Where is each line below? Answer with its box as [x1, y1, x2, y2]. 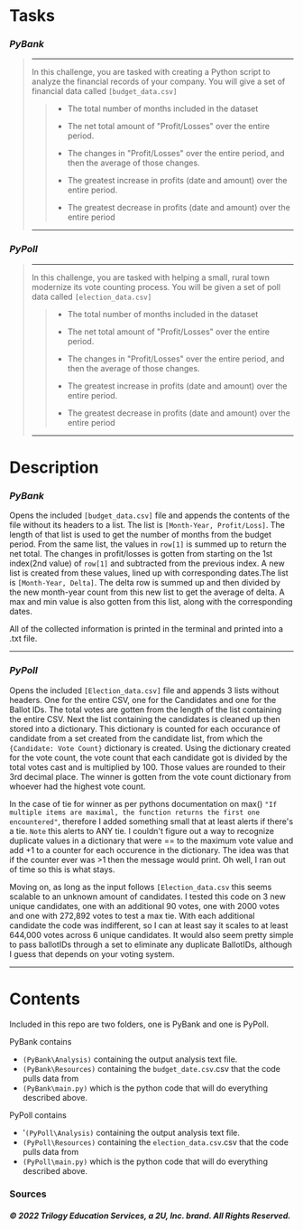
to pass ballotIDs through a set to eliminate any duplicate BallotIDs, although [9, 939, 293, 950]
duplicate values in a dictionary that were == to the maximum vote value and [9, 835, 294, 846]
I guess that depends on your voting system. [9, 948, 175, 959]
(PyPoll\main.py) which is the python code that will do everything [22, 1156, 269, 1167]
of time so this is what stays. [9, 864, 115, 875]
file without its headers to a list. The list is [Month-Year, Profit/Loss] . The [9, 520, 286, 530]
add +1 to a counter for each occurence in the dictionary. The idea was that [9, 844, 289, 855]
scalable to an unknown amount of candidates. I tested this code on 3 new [9, 891, 286, 902]
